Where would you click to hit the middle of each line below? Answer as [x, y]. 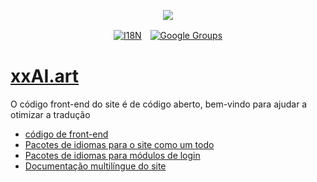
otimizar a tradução [50, 114]
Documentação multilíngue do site [95, 166]
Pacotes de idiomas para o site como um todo [119, 144]
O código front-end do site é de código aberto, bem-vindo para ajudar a [159, 104]
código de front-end [66, 134]
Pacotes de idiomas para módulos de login [112, 155]
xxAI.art [45, 76]
